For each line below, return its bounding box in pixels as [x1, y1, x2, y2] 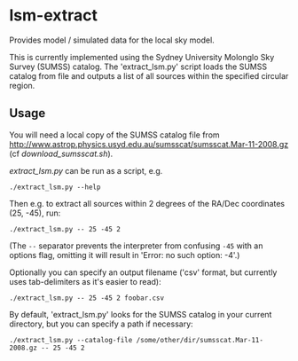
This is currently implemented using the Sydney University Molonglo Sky [9, 51, 275, 62]
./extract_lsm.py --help [9, 183, 101, 192]
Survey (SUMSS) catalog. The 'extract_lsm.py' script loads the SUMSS [9, 61, 268, 72]
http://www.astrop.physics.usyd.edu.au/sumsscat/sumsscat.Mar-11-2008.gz [9, 138, 289, 149]
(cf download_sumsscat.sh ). [9, 148, 114, 159]
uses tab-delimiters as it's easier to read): [9, 276, 161, 286]
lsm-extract [9, 5, 98, 26]
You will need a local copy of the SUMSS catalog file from [9, 129, 220, 140]
